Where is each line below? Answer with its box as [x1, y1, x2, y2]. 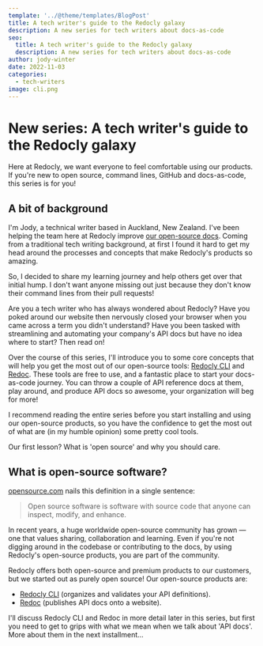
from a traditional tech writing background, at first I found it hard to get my [8, 240, 250, 249]
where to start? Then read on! [8, 338, 105, 347]
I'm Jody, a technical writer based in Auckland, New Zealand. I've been [8, 223, 239, 232]
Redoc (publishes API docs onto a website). [19, 598, 162, 607]
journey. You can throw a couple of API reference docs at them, [36, 378, 244, 387]
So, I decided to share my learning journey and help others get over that [8, 272, 242, 281]
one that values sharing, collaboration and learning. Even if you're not [8, 533, 235, 542]
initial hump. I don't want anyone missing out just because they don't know [8, 280, 251, 289]
